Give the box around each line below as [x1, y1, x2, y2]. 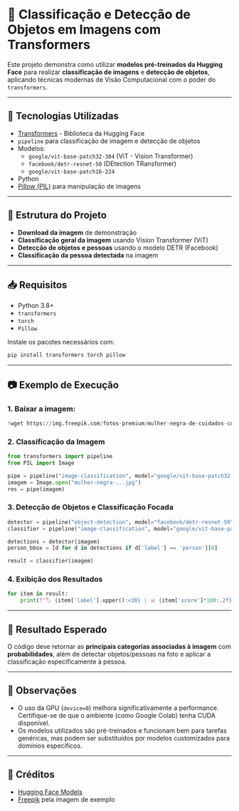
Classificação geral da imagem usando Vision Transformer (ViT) [17, 235, 208, 244]
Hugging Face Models [17, 788, 83, 796]
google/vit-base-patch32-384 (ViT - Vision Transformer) [28, 152, 193, 160]
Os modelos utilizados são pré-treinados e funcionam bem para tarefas [17, 726, 228, 735]
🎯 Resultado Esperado [7, 623, 107, 635]
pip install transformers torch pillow [7, 351, 126, 359]
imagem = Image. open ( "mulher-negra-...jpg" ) [7, 479, 142, 486]
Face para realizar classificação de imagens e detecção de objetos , [7, 68, 210, 76]
